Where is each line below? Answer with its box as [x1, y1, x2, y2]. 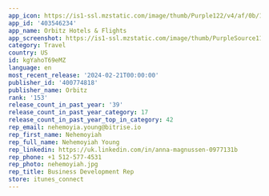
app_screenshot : [8, 34, 62, 42]
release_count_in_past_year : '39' [8, 101, 124, 109]
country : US [8, 49, 48, 57]
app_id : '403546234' [8, 19, 78, 27]
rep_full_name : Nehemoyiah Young [8, 138, 120, 146]
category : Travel [8, 42, 66, 50]
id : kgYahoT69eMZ [8, 57, 66, 65]
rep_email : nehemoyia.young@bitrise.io [8, 123, 142, 131]
